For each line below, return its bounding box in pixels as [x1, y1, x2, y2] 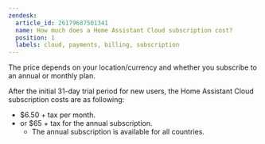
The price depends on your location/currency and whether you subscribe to [8, 63, 257, 72]
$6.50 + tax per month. [19, 110, 95, 119]
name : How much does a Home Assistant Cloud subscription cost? [15, 26, 233, 34]
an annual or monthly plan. [8, 71, 95, 81]
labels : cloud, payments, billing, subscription [15, 41, 180, 49]
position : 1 [15, 33, 56, 42]
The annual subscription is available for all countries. [31, 127, 205, 137]
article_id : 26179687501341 [15, 19, 109, 27]
